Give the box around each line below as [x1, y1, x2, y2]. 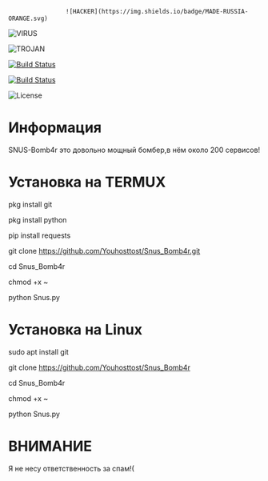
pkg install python [8, 214, 67, 224]
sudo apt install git [8, 347, 70, 356]
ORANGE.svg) [8, 14, 48, 22]
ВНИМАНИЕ [8, 437, 93, 455]
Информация [8, 118, 102, 137]
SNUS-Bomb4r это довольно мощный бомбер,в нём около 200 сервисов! [8, 145, 261, 154]
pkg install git [8, 199, 53, 209]
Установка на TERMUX [8, 173, 166, 191]
